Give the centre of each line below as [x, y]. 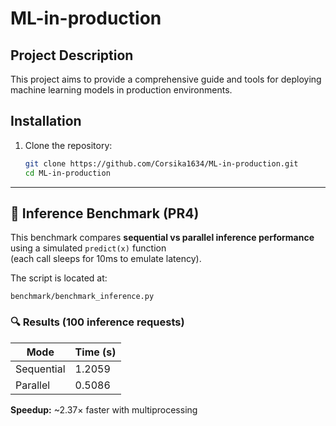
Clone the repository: [68, 145]
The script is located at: [59, 278]
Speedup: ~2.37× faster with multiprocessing [104, 409]
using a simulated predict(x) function [88, 248]
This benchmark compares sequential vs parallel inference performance [162, 238]
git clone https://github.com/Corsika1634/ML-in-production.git [161, 163]
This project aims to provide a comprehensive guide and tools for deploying [166, 79]
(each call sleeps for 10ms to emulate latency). [106, 259]
